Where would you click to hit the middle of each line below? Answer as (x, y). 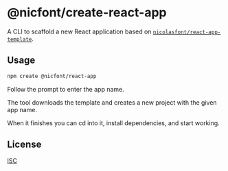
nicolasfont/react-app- (187, 32)
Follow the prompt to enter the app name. (66, 89)
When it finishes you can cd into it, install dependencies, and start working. (113, 123)
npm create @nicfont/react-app (52, 76)
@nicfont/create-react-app (87, 13)
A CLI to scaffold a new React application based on (79, 31)
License (24, 145)
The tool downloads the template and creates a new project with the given (112, 102)
